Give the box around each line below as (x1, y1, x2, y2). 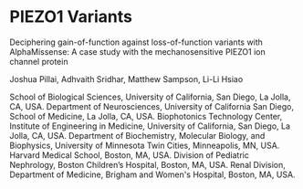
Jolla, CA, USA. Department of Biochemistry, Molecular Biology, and (9, 130, 266, 141)
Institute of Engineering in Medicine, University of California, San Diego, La (9, 121, 290, 131)
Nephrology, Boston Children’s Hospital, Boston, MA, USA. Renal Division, (9, 159, 286, 170)
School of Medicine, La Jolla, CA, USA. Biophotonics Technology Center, (9, 110, 283, 121)
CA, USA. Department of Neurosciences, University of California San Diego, (9, 100, 295, 111)
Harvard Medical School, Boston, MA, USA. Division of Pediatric (9, 149, 249, 161)
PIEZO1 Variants (9, 6, 132, 27)
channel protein (9, 56, 68, 67)
